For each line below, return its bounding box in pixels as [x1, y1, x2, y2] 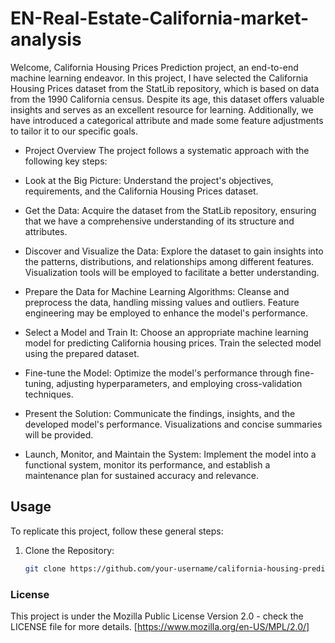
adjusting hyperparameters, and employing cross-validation [56, 377, 303, 389]
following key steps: [24, 155, 108, 167]
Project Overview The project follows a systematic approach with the [24, 144, 310, 156]
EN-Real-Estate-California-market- [10, 7, 310, 30]
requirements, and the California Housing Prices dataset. [24, 185, 259, 197]
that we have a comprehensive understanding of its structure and [24, 215, 295, 227]
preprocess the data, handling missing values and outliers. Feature [24, 296, 300, 308]
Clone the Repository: [24, 544, 115, 556]
